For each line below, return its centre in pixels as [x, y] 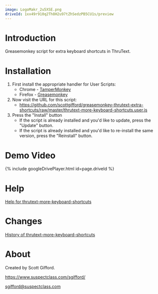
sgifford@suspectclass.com [33, 287]
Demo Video [30, 155]
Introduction [31, 38]
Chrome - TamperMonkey [45, 90]
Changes [24, 221]
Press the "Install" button [37, 115]
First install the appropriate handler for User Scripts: [64, 84]
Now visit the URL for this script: [44, 100]
